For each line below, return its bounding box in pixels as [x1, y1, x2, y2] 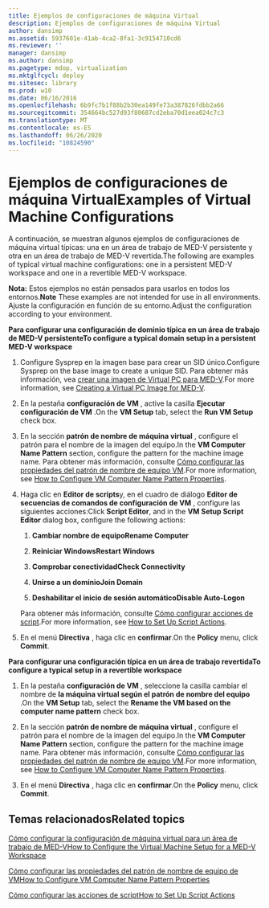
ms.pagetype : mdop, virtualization [8, 64, 128, 72]
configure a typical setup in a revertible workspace [8, 665, 182, 675]
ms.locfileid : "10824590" [8, 138, 95, 147]
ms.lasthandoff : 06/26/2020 [8, 131, 103, 139]
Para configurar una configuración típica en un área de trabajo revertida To [8, 656, 261, 667]
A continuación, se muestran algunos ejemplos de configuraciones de [8, 234, 240, 243]
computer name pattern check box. [19, 706, 140, 716]
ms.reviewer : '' [8, 42, 63, 50]
